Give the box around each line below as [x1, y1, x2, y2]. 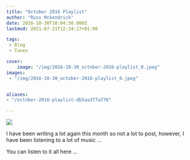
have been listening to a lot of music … [6, 137, 102, 144]
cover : [6, 58, 23, 64]
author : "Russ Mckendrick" [6, 14, 74, 20]
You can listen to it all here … [6, 148, 78, 155]
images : [6, 70, 26, 76]
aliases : [6, 91, 28, 97]
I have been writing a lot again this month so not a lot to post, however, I [6, 130, 185, 137]
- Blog [8, 42, 26, 48]
